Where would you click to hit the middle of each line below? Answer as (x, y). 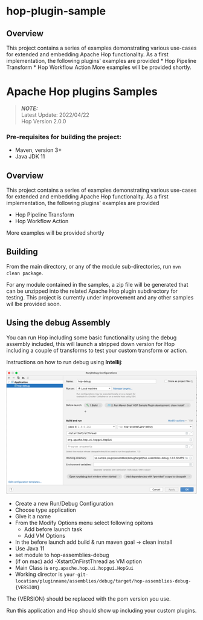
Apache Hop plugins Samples (82, 92)
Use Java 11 (30, 548)
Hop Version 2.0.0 (43, 121)
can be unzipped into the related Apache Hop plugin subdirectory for (92, 291)
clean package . (25, 273)
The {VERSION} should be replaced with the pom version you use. (89, 599)
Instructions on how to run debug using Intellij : (64, 362)
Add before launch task (53, 529)
